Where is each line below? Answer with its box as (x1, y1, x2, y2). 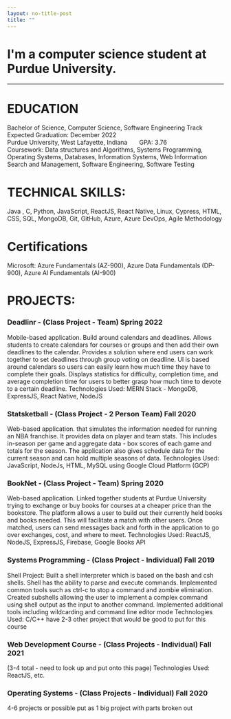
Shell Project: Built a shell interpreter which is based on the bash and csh (7, 571, 214, 579)
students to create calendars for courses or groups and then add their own (7, 341, 219, 349)
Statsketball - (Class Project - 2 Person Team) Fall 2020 (7, 409, 197, 418)
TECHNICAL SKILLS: (7, 184, 126, 200)
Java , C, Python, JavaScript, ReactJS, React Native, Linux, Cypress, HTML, (7, 207, 222, 216)
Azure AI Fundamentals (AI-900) (23, 269, 116, 277)
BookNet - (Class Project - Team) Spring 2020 (7, 478, 164, 488)
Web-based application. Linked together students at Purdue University (7, 494, 207, 503)
